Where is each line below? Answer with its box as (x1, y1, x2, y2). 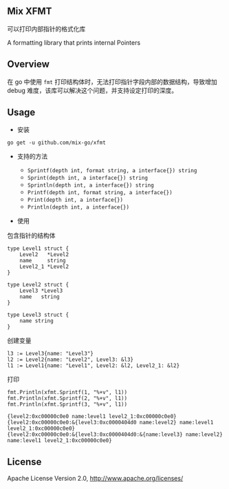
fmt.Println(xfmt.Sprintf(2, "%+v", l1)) (7, 395, 128, 402)
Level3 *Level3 (19, 287, 63, 295)
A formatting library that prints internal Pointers (7, 38, 141, 47)
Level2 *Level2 (19, 251, 69, 258)
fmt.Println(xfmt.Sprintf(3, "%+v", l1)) (7, 401, 128, 408)
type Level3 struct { (7, 311, 69, 319)
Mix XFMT (7, 6, 52, 17)
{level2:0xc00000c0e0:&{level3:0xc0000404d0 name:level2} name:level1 (7, 419, 214, 426)
